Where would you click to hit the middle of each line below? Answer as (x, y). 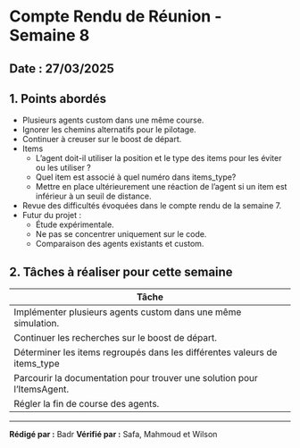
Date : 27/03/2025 (62, 68)
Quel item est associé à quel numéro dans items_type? (136, 177)
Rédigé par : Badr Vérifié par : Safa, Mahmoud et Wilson (113, 435)
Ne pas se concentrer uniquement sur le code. (121, 234)
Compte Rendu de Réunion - (116, 17)
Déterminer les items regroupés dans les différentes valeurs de (146, 352)
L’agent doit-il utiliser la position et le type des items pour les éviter (158, 158)
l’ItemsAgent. (42, 389)
